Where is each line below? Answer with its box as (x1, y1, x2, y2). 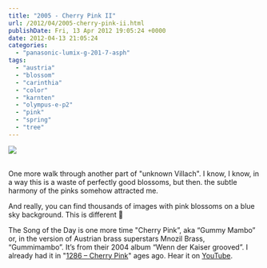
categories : (8, 42, 48, 50)
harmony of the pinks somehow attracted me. (8, 186, 158, 195)
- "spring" (15, 116, 52, 124)
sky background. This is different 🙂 (8, 210, 124, 219)
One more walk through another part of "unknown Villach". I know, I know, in (8, 169, 260, 178)
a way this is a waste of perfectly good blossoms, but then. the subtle (8, 177, 237, 186)
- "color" (15, 86, 48, 94)
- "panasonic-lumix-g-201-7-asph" (15, 49, 130, 57)
